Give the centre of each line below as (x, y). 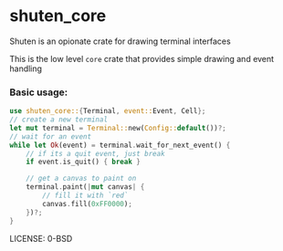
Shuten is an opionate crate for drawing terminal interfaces (120, 41)
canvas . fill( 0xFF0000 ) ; (87, 204)
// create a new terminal (58, 120)
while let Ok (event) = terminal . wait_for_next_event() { (120, 145)
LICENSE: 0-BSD (41, 238)
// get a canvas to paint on (81, 179)
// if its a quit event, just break (96, 153)
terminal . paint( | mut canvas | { (85, 187)
